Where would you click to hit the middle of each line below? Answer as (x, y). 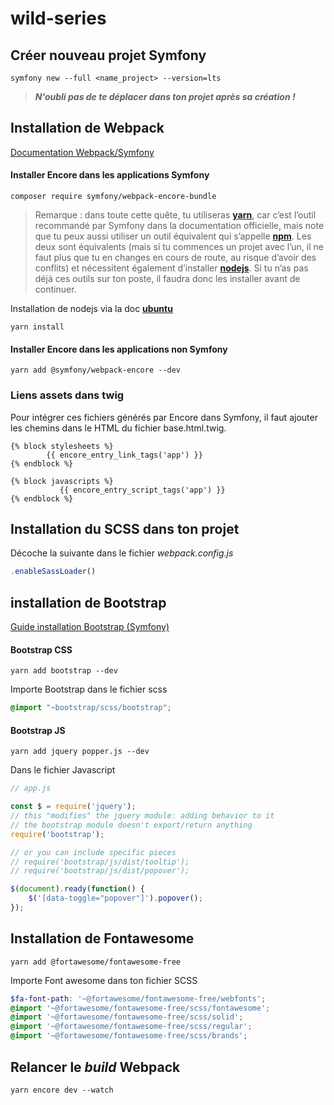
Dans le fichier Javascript (63, 770)
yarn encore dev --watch (62, 1090)
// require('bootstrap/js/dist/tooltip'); (100, 862)
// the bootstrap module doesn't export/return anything (131, 825)
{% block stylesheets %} (62, 446)
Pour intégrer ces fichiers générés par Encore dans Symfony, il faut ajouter (164, 417)
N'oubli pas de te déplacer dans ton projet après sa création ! (165, 96)
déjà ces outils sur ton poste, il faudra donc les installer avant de (167, 279)
